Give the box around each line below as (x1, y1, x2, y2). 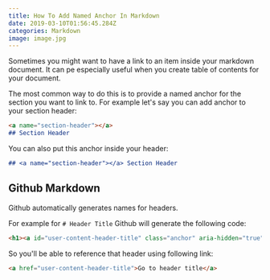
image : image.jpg (8, 34, 67, 43)
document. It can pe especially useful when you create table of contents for (8, 65, 260, 75)
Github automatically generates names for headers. (8, 203, 178, 212)
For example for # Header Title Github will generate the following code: (8, 218, 247, 228)
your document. (8, 73, 62, 83)
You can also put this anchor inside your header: (8, 144, 169, 153)
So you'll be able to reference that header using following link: (8, 249, 214, 258)
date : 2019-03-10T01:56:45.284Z (8, 19, 117, 27)
